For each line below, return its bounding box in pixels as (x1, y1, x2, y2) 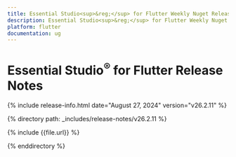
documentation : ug (7, 29, 61, 37)
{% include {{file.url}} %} (7, 128, 80, 137)
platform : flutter (7, 23, 61, 30)
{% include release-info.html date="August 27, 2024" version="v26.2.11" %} (7, 101, 227, 109)
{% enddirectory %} (7, 142, 65, 150)
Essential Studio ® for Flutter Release (7, 60, 223, 78)
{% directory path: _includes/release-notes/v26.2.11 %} (7, 114, 167, 123)
